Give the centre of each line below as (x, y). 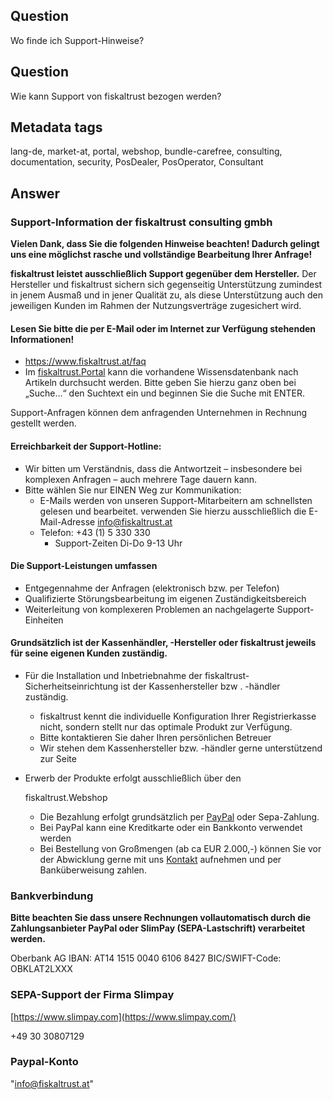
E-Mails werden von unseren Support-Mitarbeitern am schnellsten (176, 500)
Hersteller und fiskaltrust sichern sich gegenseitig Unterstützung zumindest (166, 285)
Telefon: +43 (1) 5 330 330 (95, 532)
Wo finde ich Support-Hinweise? (77, 40)
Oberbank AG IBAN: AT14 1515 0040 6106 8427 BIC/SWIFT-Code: (146, 958)
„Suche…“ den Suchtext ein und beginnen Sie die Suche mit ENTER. (165, 393)
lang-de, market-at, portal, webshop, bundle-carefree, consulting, (146, 151)
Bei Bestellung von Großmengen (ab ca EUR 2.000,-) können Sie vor (180, 848)
